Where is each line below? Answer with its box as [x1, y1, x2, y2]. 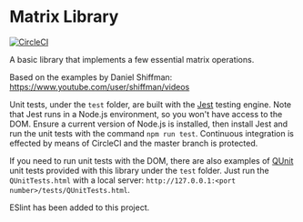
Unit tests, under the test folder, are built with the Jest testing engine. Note [9, 98, 292, 110]
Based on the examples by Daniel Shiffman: [9, 71, 173, 83]
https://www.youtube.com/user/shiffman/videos [9, 81, 190, 92]
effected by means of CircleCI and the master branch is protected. [9, 137, 258, 148]
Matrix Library [9, 6, 119, 27]
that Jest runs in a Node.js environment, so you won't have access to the [9, 108, 283, 119]
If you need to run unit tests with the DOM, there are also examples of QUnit [9, 155, 294, 166]
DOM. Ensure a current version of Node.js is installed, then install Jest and [9, 118, 288, 129]
